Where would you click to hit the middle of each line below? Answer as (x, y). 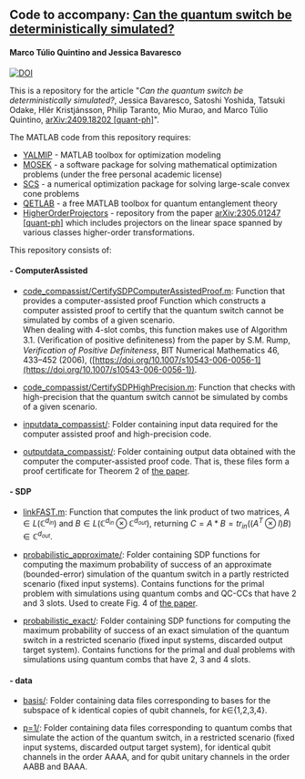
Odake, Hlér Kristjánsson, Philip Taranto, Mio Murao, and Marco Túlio (139, 109)
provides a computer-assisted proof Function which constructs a (144, 301)
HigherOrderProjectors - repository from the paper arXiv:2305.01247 (152, 212)
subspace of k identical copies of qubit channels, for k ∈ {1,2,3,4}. (145, 711)
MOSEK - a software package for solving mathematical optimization (150, 164)
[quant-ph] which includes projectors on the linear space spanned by (152, 222)
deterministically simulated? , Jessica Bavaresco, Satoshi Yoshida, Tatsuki (147, 100)
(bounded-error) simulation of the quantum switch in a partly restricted (156, 574)
